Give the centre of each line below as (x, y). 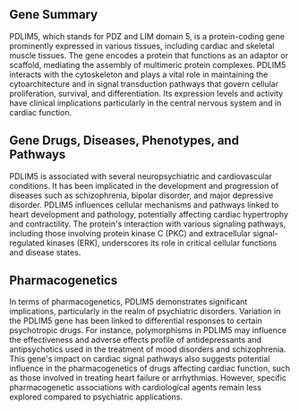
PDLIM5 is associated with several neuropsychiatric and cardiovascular (141, 176)
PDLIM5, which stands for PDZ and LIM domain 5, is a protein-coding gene (147, 36)
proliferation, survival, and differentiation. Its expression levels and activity (146, 93)
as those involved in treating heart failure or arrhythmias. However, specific (148, 378)
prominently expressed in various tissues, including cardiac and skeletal (142, 46)
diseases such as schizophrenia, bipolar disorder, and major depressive (141, 195)
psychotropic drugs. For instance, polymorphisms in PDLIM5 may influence (148, 330)
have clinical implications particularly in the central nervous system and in (145, 103)
